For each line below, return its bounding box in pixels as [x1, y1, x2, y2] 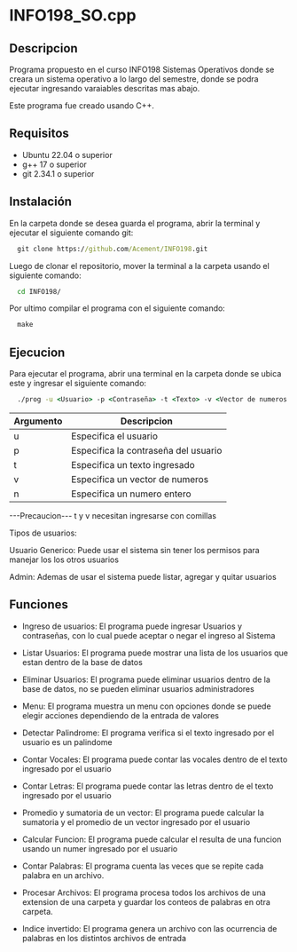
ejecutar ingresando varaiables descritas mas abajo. [9, 83, 200, 93]
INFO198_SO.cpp [9, 5, 137, 26]
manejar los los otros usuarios [9, 554, 120, 565]
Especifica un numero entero [70, 488, 191, 500]
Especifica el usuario [70, 430, 158, 442]
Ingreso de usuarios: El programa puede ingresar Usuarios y [21, 621, 242, 631]
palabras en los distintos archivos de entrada [21, 932, 187, 943]
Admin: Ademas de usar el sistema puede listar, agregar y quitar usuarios [9, 571, 277, 582]
